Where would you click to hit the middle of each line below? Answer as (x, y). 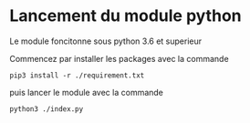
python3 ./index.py (47, 109)
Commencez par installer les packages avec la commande (120, 58)
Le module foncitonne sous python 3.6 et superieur (106, 41)
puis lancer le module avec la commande (87, 92)
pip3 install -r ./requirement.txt (77, 75)
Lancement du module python (125, 16)
